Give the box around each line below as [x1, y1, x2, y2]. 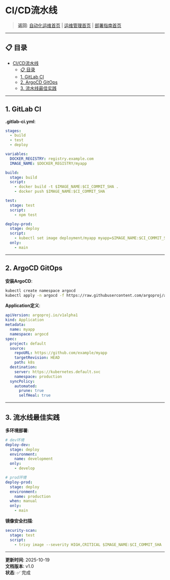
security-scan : [5, 528, 37, 533]
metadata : [5, 322, 26, 327]
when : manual [10, 498, 37, 504]
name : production [14, 494, 51, 499]
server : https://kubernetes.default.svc [14, 369, 101, 374]
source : [10, 346, 26, 351]
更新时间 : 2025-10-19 [5, 557, 50, 563]
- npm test [14, 212, 37, 217]
